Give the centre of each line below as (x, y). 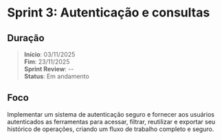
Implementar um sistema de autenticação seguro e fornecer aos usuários (111, 114)
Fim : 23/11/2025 (47, 62)
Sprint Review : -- (49, 69)
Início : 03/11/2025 (49, 54)
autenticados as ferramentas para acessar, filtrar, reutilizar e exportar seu (111, 121)
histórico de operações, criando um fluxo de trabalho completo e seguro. (111, 129)
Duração (26, 38)
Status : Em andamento (56, 76)
